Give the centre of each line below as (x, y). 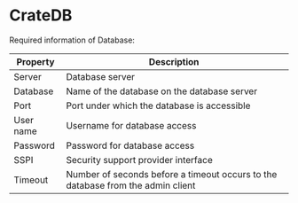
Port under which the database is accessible (158, 105)
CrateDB (41, 16)
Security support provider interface (139, 160)
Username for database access (131, 125)
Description (174, 61)
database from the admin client (131, 185)
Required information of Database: (72, 40)
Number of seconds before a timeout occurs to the (172, 174)
